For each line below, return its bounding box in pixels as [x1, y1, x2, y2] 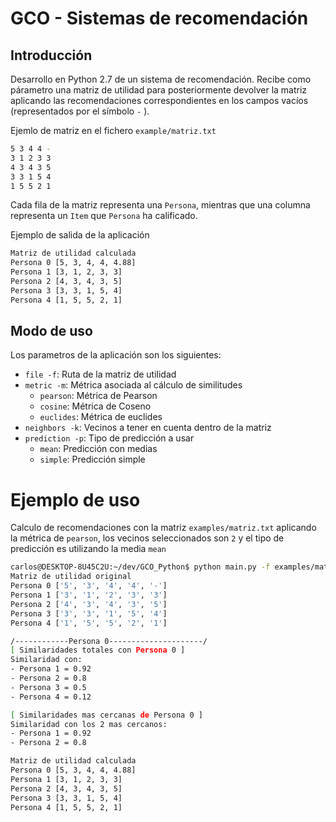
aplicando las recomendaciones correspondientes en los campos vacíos [10, 95, 309, 106]
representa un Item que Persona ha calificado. [10, 210, 198, 222]
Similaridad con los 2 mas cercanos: [10, 719, 168, 729]
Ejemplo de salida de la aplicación [10, 229, 150, 241]
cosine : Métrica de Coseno [39, 400, 152, 412]
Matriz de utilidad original [10, 572, 132, 582]
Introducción [10, 47, 93, 64]
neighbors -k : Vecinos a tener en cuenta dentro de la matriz [24, 422, 272, 434]
